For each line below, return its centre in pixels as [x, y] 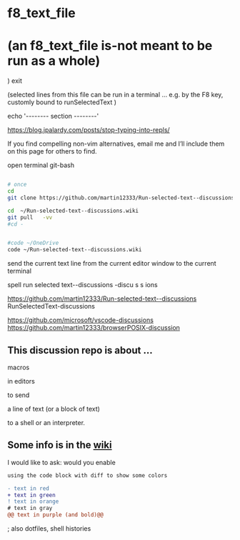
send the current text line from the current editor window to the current [112, 264]
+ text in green [31, 495]
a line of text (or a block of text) [54, 409]
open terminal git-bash [41, 165]
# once [17, 185]
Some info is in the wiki [60, 445]
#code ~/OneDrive [33, 243]
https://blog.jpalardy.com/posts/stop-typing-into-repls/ [89, 130]
